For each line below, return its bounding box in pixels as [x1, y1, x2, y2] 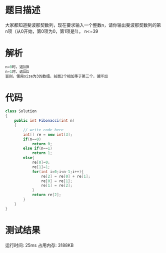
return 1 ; [31, 151, 52, 156]
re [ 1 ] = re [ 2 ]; [40, 183, 72, 188]
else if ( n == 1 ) [23, 146, 52, 151]
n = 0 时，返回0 [5, 64, 29, 69]
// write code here [23, 127, 64, 132]
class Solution [5, 109, 37, 114]
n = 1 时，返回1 [5, 69, 29, 74]
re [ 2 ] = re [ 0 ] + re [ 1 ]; [40, 174, 91, 179]
